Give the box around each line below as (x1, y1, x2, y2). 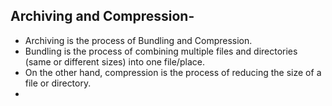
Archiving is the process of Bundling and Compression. (24, 34, 253, 46)
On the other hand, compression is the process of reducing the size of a (24, 66, 322, 78)
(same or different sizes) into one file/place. (24, 55, 205, 68)
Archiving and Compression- (10, 8, 195, 25)
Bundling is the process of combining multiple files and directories (24, 45, 298, 57)
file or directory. (24, 77, 92, 89)
